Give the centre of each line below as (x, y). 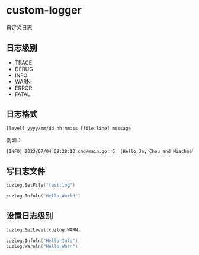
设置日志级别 (30, 216)
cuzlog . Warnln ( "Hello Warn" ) (42, 246)
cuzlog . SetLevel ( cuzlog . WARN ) (44, 230)
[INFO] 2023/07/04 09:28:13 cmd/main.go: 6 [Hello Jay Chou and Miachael (100, 151)
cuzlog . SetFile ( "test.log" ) (41, 185)
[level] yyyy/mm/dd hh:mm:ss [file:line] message (69, 128)
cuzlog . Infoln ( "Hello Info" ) (42, 241)
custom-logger (44, 10)
